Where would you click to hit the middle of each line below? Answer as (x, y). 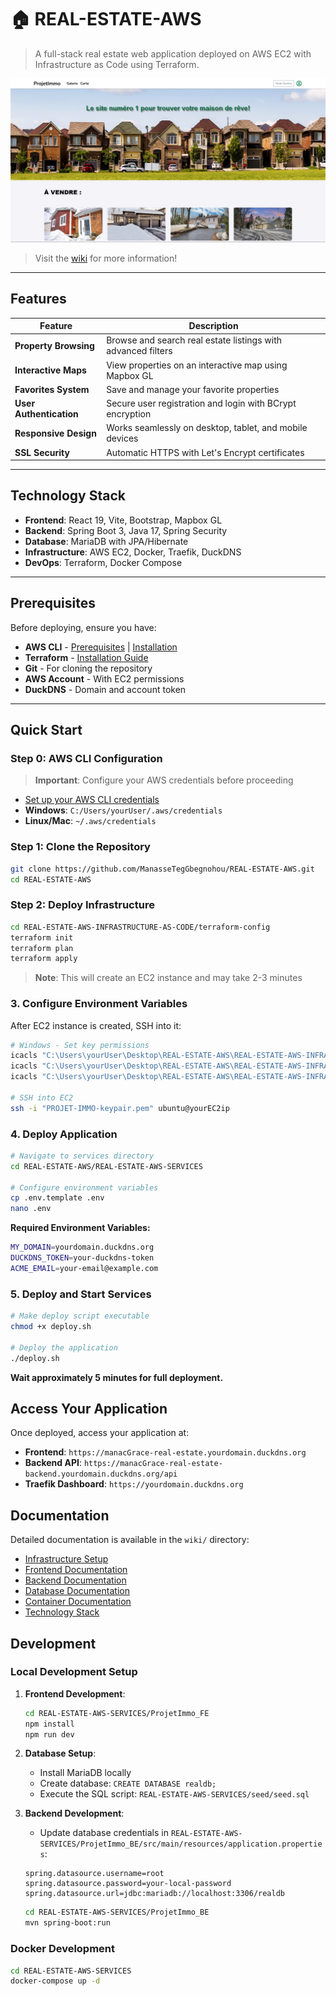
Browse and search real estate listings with (194, 340)
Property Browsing (54, 345)
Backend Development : (74, 1813)
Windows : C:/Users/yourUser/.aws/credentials (123, 810)
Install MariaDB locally (85, 1773)
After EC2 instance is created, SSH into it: (96, 1025)
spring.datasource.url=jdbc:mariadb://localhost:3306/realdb (155, 1894)
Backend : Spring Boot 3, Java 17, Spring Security (126, 530)
